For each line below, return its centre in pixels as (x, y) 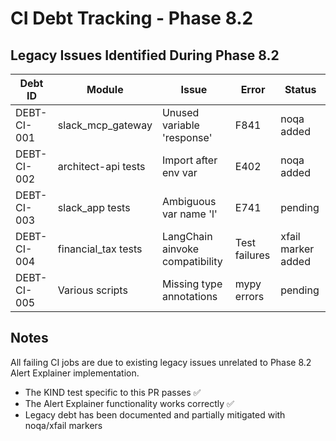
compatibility (192, 261)
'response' (187, 137)
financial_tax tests (100, 249)
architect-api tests (101, 166)
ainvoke (180, 249)
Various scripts (92, 290)
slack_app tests (94, 207)
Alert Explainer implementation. (75, 373)
